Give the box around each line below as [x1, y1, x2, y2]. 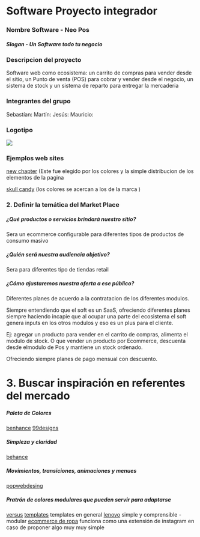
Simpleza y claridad [6, 438, 57, 445]
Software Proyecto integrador [6, 4, 158, 18]
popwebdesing [6, 482, 43, 490]
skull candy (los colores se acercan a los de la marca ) [6, 186, 141, 193]
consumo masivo [6, 237, 49, 244]
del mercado [6, 389, 70, 403]
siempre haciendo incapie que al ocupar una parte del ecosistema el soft [6, 313, 187, 320]
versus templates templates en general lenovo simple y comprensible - [6, 511, 182, 518]
